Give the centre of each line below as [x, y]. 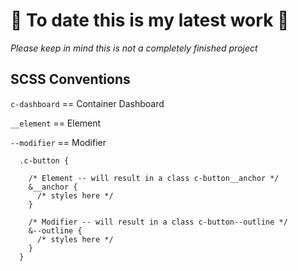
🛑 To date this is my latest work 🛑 [150, 20]
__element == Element [56, 123]
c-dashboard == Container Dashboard [87, 103]
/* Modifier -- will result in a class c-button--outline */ [158, 222]
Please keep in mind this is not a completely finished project [134, 48]
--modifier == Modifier [58, 142]
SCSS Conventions [70, 79]
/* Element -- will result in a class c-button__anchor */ [154, 178]
